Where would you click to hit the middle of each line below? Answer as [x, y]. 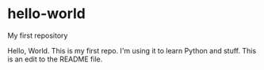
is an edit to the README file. [55, 59]
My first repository [38, 35]
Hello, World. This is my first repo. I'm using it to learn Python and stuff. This [132, 50]
